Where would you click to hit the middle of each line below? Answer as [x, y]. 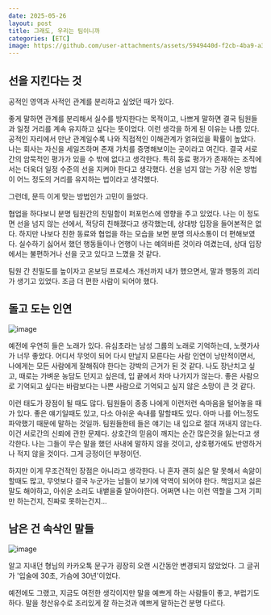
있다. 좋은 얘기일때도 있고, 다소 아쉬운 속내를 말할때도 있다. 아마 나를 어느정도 [138, 413]
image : [19, 46]
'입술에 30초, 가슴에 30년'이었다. [69, 575]
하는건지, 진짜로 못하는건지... [62, 500]
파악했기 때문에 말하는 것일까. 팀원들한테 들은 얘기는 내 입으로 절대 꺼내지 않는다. [135, 423]
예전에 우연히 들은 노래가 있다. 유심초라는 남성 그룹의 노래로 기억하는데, [120, 345]
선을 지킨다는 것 [45, 80]
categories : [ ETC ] [39, 38]
